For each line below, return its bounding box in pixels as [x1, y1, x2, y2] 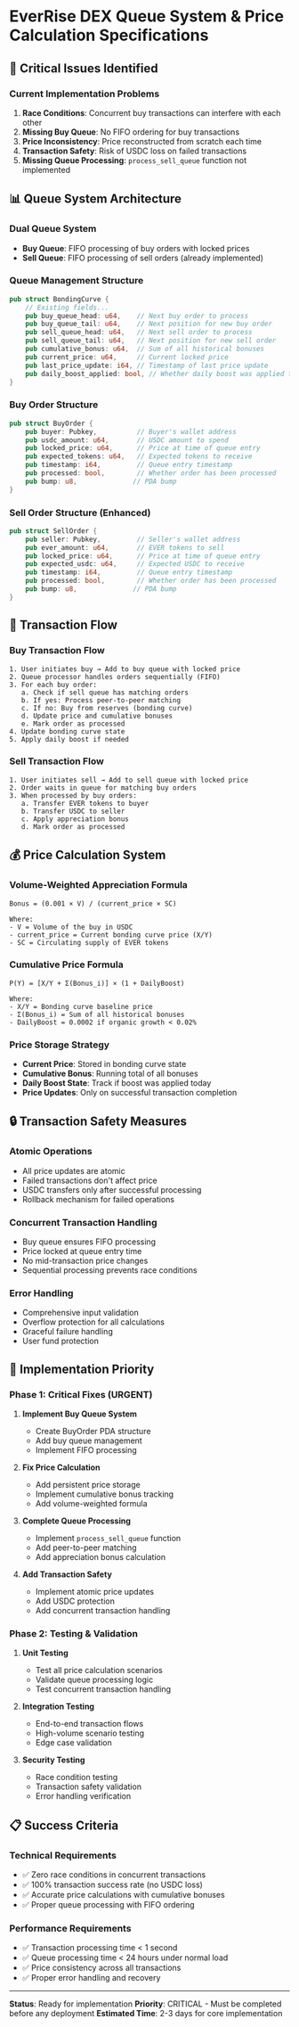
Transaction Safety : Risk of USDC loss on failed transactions [21, 145, 247, 156]
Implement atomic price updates [35, 1587, 154, 1597]
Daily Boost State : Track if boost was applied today [21, 1078, 212, 1088]
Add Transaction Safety [21, 1569, 113, 1580]
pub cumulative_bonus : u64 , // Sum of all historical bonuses [25, 345, 265, 354]
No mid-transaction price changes [21, 1255, 149, 1267]
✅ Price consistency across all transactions [21, 1963, 182, 1974]
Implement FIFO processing [35, 1445, 138, 1456]
